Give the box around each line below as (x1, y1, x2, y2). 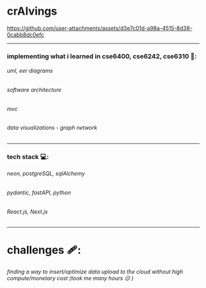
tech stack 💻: (7, 152, 50, 161)
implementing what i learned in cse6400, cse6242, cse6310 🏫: (7, 52, 197, 61)
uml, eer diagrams (7, 67, 53, 75)
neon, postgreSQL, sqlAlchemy (7, 170, 85, 177)
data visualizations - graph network (7, 124, 97, 131)
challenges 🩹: (7, 243, 81, 257)
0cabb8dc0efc (7, 31, 45, 38)
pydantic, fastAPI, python (7, 189, 71, 196)
